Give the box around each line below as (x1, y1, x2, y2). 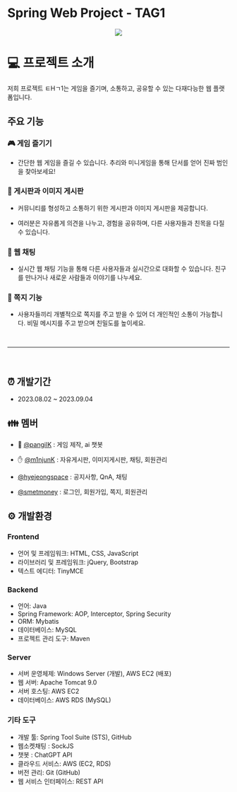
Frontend (7, 532, 39, 542)
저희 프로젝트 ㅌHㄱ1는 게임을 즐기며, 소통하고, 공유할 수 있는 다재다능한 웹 (7, 83, 212, 93)
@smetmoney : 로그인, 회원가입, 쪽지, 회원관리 (17, 488, 148, 496)
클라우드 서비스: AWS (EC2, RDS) (17, 759, 111, 768)
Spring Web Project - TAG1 (7, 5, 166, 21)
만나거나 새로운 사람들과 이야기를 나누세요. (25, 274, 142, 282)
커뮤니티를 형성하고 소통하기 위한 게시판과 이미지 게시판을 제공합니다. (17, 204, 208, 212)
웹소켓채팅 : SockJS (17, 741, 74, 750)
